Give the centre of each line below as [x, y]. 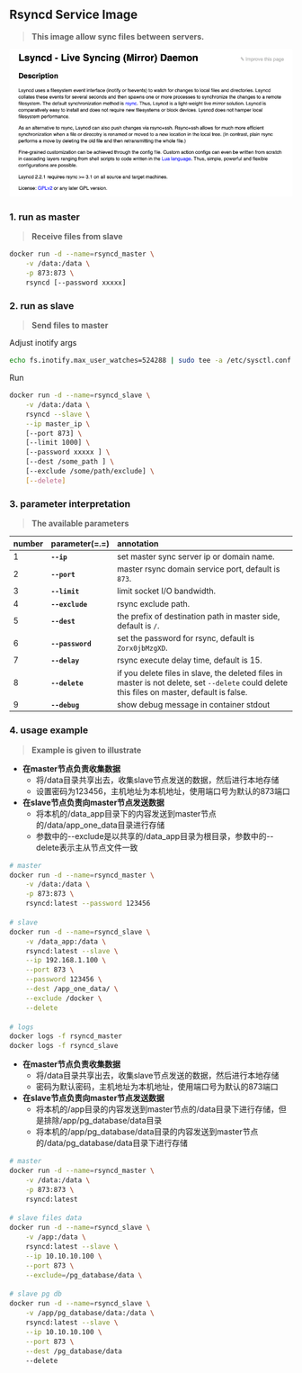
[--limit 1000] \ [58, 443]
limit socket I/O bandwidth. [166, 591]
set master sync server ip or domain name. [195, 556]
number [28, 543]
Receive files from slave [77, 237]
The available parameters [80, 524]
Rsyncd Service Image [74, 15]
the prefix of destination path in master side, [198, 616]
